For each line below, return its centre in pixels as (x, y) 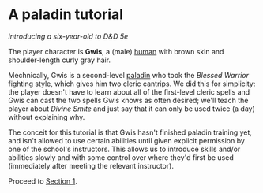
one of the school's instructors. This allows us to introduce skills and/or (124, 149)
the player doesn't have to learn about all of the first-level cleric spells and (129, 91)
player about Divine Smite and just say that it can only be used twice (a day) (131, 109)
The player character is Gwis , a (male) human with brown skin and (116, 51)
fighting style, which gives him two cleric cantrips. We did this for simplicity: (132, 84)
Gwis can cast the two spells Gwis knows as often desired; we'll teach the (128, 100)
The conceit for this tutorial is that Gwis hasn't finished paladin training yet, (130, 132)
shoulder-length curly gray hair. (60, 60)
